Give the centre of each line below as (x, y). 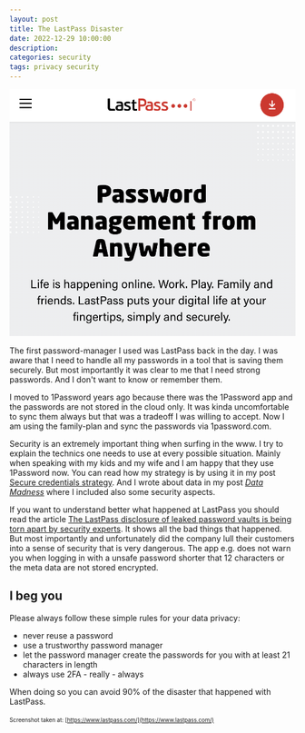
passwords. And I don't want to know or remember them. (116, 379)
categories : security (50, 58)
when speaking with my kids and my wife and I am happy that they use (142, 462)
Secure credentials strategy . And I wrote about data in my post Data (136, 482)
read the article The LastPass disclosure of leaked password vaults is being (151, 519)
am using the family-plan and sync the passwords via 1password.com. (141, 426)
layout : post (34, 19)
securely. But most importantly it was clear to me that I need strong (135, 370)
